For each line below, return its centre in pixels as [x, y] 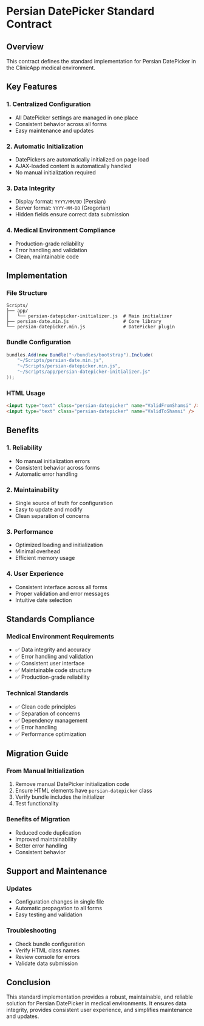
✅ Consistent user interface [50, 663]
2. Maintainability [32, 490]
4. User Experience [35, 574]
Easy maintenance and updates [54, 130]
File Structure [27, 292]
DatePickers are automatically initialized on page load [82, 159]
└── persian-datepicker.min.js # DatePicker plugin [90, 327]
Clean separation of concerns [52, 515]
